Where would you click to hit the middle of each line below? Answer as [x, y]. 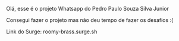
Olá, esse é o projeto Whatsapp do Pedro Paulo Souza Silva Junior [88, 9]
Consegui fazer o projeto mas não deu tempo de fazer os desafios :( [90, 20]
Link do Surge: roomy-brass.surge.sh [52, 31]
